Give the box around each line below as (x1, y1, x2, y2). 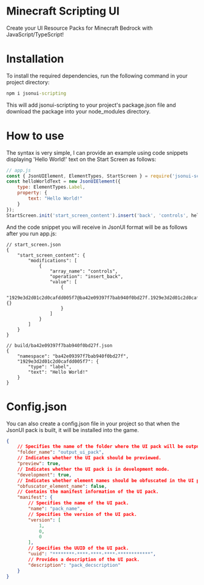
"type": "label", (28, 364, 72, 370)
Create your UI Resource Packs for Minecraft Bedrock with (6, 24, 153, 32)
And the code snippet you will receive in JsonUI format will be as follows (6, 223, 188, 231)
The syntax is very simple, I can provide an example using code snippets (6, 149, 188, 156)
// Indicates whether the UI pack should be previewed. (17, 455, 162, 461)
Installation (6, 52, 64, 66)
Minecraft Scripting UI (6, 4, 120, 18)
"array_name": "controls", (49, 268, 118, 274)
